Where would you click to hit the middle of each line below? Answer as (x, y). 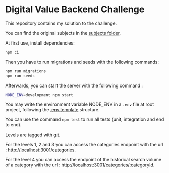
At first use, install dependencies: (40, 43)
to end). (13, 125)
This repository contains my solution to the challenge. (61, 23)
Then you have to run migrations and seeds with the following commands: (82, 62)
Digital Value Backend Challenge (75, 9)
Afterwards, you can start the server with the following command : (74, 85)
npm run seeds (20, 76)
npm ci (12, 52)
